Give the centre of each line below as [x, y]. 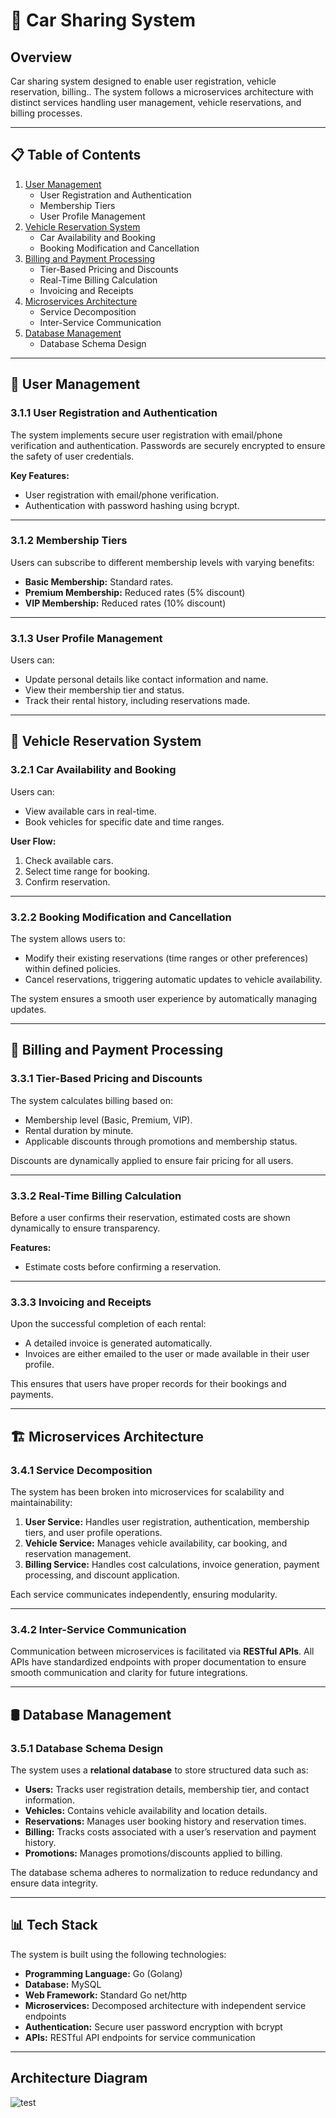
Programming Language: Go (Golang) [103, 1973]
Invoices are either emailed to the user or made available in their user [167, 1354]
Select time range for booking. [87, 871]
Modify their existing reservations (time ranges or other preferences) [166, 958]
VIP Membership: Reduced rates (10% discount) [125, 603]
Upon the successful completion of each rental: [108, 1324]
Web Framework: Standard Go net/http [106, 1995]
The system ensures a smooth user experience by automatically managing [164, 999]
